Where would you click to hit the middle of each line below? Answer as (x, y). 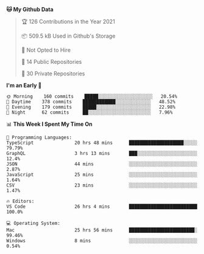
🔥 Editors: (20, 201)
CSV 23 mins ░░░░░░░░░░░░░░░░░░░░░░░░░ (102, 185)
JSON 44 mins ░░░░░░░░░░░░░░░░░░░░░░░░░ (102, 164)
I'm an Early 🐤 (24, 85)
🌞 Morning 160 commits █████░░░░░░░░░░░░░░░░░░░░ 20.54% (92, 97)
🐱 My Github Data (30, 9)
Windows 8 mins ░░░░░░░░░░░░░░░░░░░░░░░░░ (102, 241)
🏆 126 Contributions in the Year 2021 (68, 22)
